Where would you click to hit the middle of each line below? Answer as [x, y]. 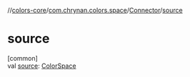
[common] [22, 58]
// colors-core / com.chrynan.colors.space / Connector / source [95, 10]
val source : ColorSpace [42, 66]
